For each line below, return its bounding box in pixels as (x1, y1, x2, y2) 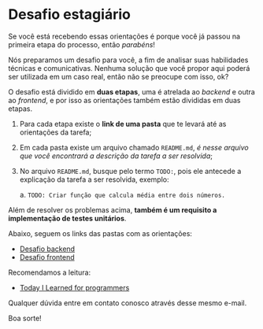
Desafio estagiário (8, 6, 131, 24)
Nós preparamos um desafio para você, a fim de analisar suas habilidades (8, 55, 249, 65)
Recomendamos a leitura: (8, 268, 91, 277)
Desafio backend (19, 244, 76, 253)
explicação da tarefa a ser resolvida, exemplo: (19, 175, 169, 184)
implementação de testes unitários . (8, 213, 127, 223)
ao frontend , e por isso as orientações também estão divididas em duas (8, 95, 241, 105)
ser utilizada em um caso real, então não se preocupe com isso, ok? (8, 72, 229, 81)
